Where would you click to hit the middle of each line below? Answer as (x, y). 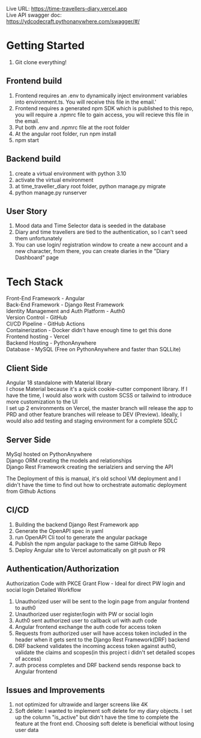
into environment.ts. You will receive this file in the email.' (85, 102)
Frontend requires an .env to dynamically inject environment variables (101, 95)
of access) (28, 658)
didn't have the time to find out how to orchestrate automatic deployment (97, 484)
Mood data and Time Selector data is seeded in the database (90, 226)
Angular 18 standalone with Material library (59, 382)
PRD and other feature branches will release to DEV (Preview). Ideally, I (94, 415)
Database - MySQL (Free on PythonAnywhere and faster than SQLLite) (94, 350)
